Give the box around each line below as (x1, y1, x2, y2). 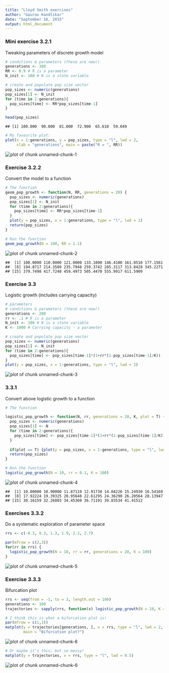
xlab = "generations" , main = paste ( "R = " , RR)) (16, 142, 123, 147)
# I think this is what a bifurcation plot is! (5, 616, 107, 621)
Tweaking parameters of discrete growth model (5, 49, 104, 55)
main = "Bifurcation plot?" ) (23, 630, 84, 635)
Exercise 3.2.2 (5, 164, 41, 171)
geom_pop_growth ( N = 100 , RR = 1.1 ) (5, 241, 82, 246)
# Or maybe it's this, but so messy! (5, 648, 84, 653)
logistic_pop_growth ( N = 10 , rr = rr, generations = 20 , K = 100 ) (10, 549, 152, 555)
